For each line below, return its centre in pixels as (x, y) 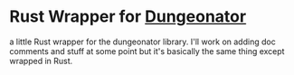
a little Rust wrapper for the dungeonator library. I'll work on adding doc (142, 42)
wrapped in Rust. (41, 61)
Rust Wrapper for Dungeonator (128, 17)
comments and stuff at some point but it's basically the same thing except (147, 51)
